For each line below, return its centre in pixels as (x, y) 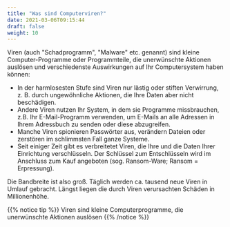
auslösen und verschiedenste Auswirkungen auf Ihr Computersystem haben (115, 67)
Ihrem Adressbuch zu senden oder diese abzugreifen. (94, 124)
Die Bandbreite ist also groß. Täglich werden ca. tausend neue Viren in (107, 182)
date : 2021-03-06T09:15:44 (46, 20)
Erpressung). (36, 168)
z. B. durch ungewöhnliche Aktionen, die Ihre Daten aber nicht (105, 95)
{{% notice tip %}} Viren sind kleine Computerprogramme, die (95, 210)
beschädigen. (37, 102)
